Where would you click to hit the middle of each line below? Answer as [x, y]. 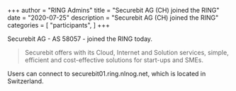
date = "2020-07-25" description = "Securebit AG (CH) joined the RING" [113, 18]
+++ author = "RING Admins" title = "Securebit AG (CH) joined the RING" [113, 10]
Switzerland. [26, 81]
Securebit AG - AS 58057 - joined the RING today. [80, 39]
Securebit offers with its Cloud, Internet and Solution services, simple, [127, 53]
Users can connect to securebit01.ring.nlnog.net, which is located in [107, 74]
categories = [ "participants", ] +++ [58, 25]
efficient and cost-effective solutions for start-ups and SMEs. [114, 60]
